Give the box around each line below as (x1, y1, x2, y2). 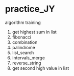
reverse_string (12, 60, 42, 66)
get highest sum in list (12, 29, 57, 35)
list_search (12, 50, 34, 56)
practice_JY (5, 3, 55, 15)
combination (12, 39, 38, 45)
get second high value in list (12, 65, 70, 71)
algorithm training (5, 19, 41, 25)
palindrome (12, 44, 35, 50)
